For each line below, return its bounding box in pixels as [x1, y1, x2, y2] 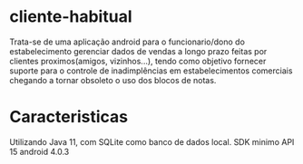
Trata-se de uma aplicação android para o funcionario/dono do [9, 36, 245, 47]
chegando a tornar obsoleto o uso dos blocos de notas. [9, 74, 217, 85]
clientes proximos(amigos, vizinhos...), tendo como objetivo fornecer [9, 55, 267, 66]
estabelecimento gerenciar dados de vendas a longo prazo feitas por [9, 45, 268, 56]
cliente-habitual [9, 6, 132, 27]
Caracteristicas [9, 107, 129, 128]
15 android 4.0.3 [9, 146, 70, 157]
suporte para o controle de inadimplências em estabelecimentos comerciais [9, 65, 293, 76]
